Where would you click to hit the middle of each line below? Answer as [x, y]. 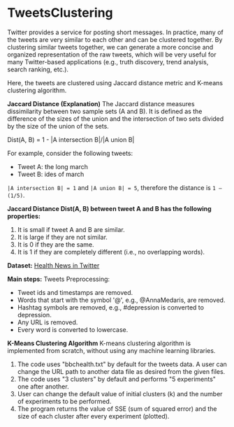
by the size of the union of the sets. [58, 126]
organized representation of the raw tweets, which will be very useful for [112, 55]
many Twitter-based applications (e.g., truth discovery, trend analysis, [108, 61]
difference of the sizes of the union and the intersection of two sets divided [116, 118]
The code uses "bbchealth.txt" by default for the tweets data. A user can [122, 364]
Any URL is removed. [47, 322]
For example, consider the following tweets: [70, 153]
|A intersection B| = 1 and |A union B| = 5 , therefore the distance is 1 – [115, 187]
